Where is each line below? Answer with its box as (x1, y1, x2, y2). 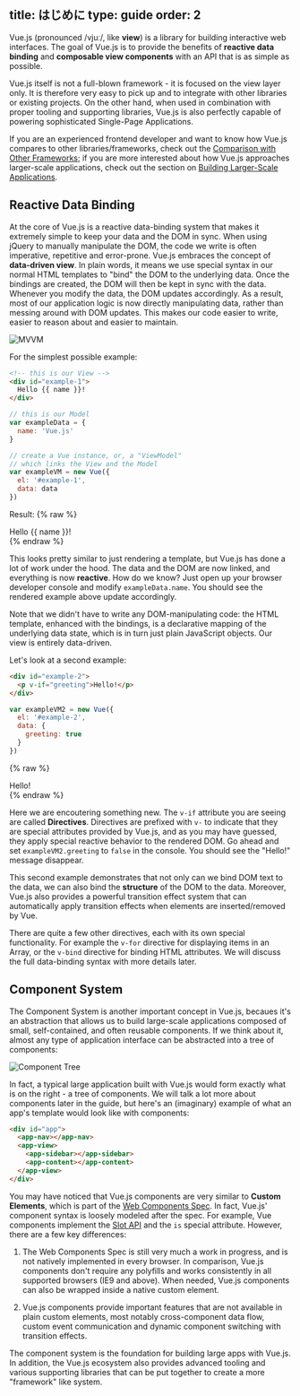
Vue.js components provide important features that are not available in (21, 1302, 283, 1313)
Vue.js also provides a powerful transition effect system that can (9, 890, 247, 902)
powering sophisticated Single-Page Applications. (9, 116, 194, 126)
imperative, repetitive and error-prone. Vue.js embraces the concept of (9, 249, 271, 261)
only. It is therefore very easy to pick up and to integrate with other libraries (9, 87, 287, 98)
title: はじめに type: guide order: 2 (9, 7, 201, 23)
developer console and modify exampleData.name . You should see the (9, 581, 263, 593)
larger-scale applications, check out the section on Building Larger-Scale (9, 161, 279, 172)
